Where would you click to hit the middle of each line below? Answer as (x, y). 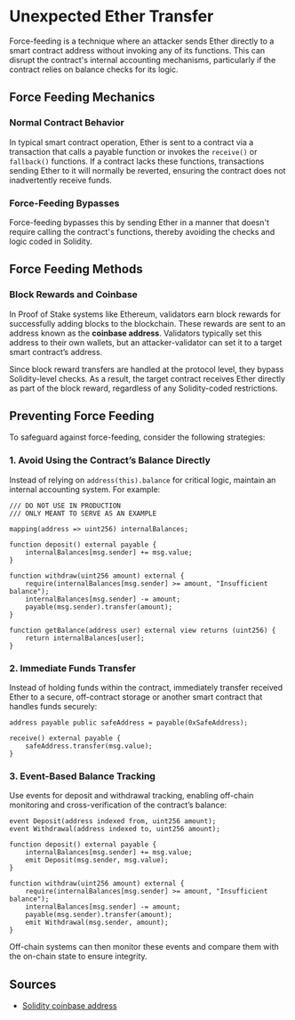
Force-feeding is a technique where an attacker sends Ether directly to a (142, 41)
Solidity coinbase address (69, 1006)
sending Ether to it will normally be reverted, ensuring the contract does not (147, 170)
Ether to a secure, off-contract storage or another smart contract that (136, 697)
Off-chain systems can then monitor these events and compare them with (144, 947)
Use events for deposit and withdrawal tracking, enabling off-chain (132, 796)
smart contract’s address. (56, 352)
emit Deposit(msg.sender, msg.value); (97, 861)
